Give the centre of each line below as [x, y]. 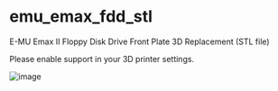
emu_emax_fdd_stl [81, 17]
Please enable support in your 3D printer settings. [102, 59]
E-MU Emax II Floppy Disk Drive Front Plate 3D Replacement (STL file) [139, 41]
